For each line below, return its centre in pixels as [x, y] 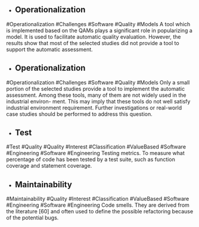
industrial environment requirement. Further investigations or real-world [94, 108]
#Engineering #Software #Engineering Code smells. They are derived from [98, 205]
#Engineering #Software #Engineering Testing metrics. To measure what [95, 153]
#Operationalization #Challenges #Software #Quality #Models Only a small [98, 82]
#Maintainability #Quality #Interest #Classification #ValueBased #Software [98, 199]
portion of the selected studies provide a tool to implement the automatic [96, 89]
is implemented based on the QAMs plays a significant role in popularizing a [99, 30]
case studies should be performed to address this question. [80, 114]
